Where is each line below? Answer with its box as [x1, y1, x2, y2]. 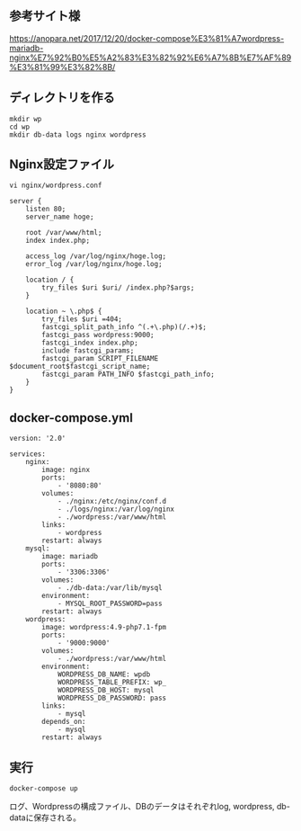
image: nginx [41, 466, 91, 475]
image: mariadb [41, 552, 99, 561]
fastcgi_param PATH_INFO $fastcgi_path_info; [41, 370, 216, 380]
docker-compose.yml [9, 410, 133, 425]
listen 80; [25, 205, 66, 214]
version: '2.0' [9, 434, 66, 443]
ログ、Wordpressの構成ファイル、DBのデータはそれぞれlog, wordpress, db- [9, 801, 290, 812]
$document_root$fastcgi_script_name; [9, 362, 151, 371]
